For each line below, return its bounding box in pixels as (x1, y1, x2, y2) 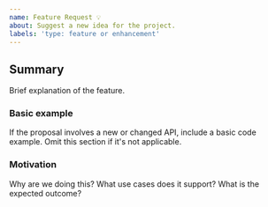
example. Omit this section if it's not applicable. (9, 137, 182, 147)
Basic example (9, 107, 73, 120)
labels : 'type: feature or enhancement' (9, 29, 161, 38)
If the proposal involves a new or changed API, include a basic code (9, 127, 257, 137)
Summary (9, 62, 65, 77)
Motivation (9, 159, 57, 171)
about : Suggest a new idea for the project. (9, 21, 176, 30)
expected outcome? (9, 188, 82, 198)
